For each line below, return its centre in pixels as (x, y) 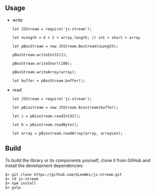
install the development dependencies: (44, 165)
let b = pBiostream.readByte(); (45, 125)
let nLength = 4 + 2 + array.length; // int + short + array (76, 37)
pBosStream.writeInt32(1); (40, 55)
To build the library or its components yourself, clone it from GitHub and (78, 160)
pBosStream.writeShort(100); (42, 64)
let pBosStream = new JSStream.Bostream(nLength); (65, 46)
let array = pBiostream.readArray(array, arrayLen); (67, 133)
